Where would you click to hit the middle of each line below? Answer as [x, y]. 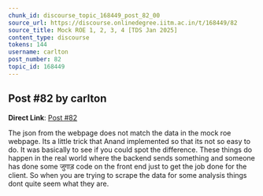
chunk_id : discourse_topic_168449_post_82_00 [84, 15]
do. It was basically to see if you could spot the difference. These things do [130, 150]
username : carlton [38, 52]
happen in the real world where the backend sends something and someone [132, 157]
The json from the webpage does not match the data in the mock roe [120, 133]
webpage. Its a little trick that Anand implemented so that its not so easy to [129, 141]
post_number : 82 [35, 60]
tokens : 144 [28, 45]
